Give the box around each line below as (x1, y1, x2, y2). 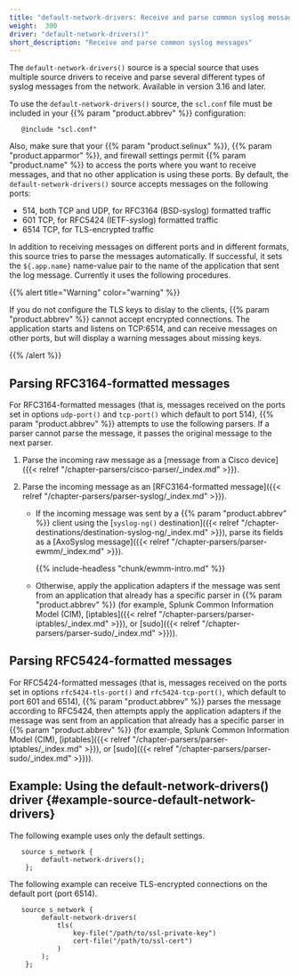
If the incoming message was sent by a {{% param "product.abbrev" (35, 509, 287, 519)
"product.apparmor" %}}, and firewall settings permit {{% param (9, 151, 246, 161)
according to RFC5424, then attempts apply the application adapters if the (9, 705, 282, 716)
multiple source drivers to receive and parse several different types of (9, 72, 265, 83)
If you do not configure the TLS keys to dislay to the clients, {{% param (9, 305, 270, 315)
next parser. (9, 437, 53, 448)
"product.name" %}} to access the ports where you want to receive (9, 159, 256, 170)
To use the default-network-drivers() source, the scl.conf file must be (9, 99, 273, 110)
